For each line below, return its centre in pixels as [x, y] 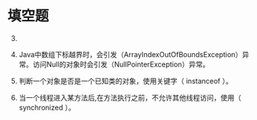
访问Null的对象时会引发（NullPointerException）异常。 [121, 64]
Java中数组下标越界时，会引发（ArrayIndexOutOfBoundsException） [130, 54]
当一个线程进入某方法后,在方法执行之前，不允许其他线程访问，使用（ [130, 97]
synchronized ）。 [47, 107]
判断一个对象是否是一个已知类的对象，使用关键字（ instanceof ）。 [126, 81]
